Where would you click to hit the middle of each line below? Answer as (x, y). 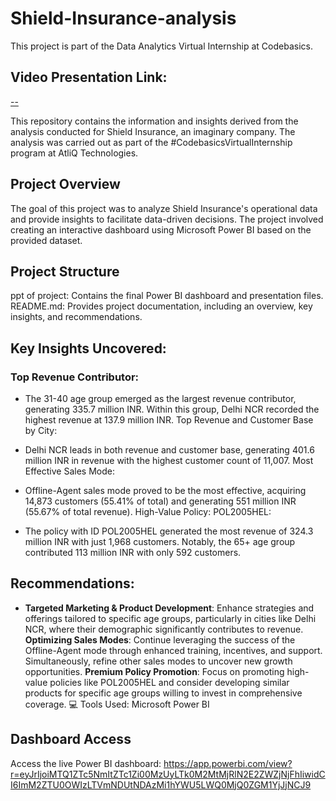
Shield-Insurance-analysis (123, 18)
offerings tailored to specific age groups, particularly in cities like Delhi (170, 618)
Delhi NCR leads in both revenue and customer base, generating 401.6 (169, 450)
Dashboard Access (71, 739)
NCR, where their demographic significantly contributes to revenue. (164, 629)
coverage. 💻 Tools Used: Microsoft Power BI (117, 704)
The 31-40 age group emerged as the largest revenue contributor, (160, 399)
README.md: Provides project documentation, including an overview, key (161, 306)
